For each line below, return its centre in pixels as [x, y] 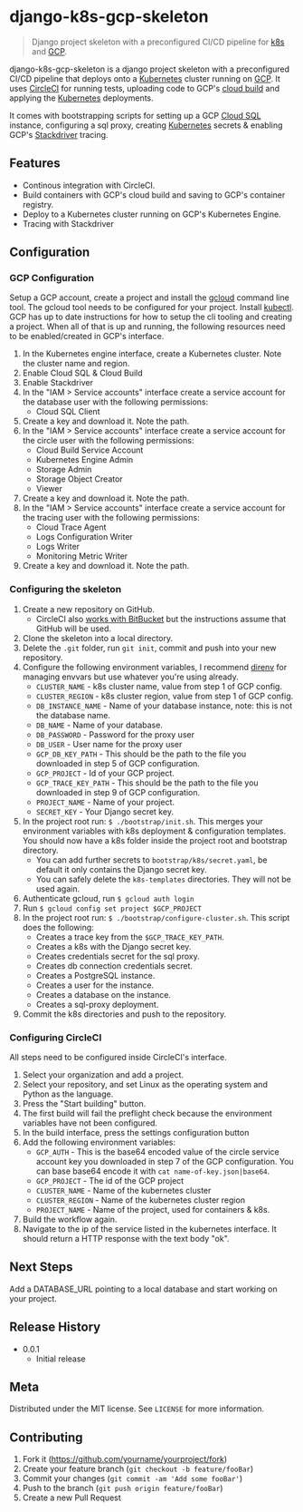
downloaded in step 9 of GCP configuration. [118, 792]
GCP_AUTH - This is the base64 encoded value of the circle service [158, 1152]
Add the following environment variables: [99, 1142]
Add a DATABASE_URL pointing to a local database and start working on [143, 1289]
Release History [55, 1327]
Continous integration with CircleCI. [89, 185]
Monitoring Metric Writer [82, 556]
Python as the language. [68, 1094]
